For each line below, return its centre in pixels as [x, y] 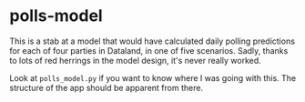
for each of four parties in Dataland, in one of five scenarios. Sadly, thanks [149, 50]
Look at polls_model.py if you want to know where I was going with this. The [153, 77]
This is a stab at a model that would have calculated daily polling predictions [152, 41]
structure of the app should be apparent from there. [106, 87]
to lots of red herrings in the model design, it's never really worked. [135, 60]
